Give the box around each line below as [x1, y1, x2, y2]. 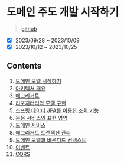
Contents [6, 61, 42, 71]
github [21, 25, 37, 32]
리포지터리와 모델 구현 [15, 99, 67, 106]
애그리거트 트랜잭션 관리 [15, 129, 71, 136]
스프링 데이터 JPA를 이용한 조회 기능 [15, 107, 99, 114]
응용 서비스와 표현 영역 [15, 114, 68, 121]
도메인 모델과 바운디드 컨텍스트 [15, 136, 87, 144]
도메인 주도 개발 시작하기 [6, 5, 119, 19]
